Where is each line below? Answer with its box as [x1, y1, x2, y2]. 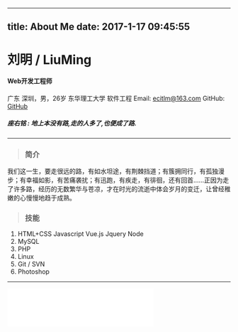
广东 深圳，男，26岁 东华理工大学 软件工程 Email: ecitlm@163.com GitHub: [7, 94, 225, 102]
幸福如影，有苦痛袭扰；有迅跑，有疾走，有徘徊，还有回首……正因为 [25, 176, 223, 185]
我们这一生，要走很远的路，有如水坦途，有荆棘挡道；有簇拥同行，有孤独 [7, 167, 218, 176]
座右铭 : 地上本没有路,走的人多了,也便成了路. [7, 119, 137, 128]
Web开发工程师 [7, 77, 52, 85]
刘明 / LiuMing [7, 51, 92, 68]
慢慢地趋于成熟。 [25, 193, 76, 203]
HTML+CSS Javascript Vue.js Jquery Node [17, 230, 144, 238]
